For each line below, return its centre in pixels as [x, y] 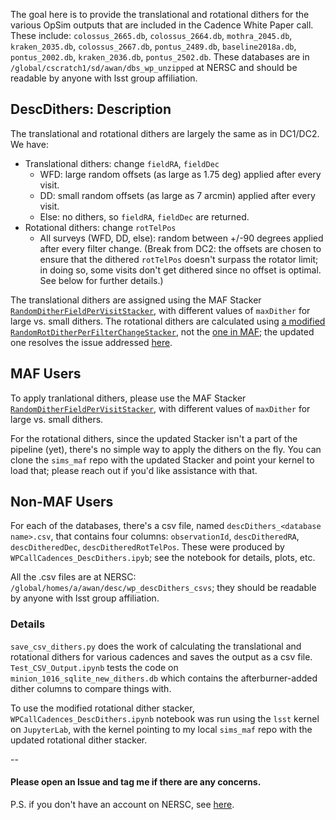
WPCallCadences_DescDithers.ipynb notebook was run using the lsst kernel [165, 718]
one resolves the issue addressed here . [91, 342]
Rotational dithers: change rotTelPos [100, 227]
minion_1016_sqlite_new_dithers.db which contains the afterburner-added [164, 678]
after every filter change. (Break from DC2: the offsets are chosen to [180, 248]
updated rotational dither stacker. [79, 740]
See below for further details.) [101, 280]
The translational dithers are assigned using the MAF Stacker [136, 300]
